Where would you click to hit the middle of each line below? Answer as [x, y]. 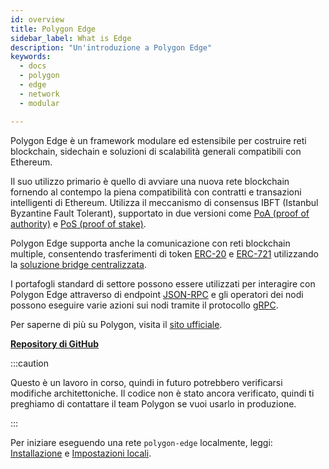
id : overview [37, 19]
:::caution [30, 363]
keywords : [31, 57]
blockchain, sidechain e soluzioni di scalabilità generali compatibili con [156, 151]
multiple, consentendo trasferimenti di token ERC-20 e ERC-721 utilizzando [164, 253]
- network [39, 94]
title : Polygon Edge [53, 29]
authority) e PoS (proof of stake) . [78, 223]
